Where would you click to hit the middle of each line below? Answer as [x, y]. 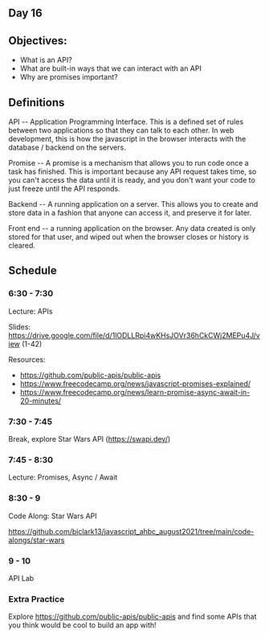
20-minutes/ [41, 401]
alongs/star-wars [37, 540]
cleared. [22, 245]
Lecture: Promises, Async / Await [63, 477]
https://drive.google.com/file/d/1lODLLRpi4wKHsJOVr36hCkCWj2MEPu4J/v [134, 335]
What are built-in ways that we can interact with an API [111, 68]
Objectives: [38, 41]
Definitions [37, 103]
